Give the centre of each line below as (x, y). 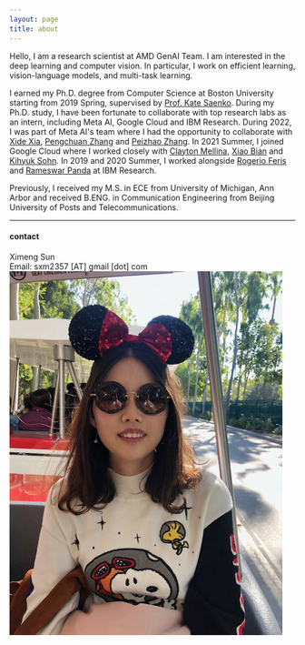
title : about (34, 29)
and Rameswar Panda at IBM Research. (83, 170)
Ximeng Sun (32, 257)
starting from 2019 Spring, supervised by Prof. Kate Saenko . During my (142, 102)
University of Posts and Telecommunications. (94, 207)
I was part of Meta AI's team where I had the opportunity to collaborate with (151, 131)
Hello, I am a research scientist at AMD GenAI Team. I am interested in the (148, 55)
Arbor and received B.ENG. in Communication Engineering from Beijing (142, 197)
